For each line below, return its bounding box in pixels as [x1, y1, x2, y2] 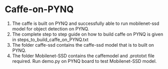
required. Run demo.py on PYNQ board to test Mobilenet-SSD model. [12, 58, 157, 64]
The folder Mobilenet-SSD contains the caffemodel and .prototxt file [12, 52, 155, 59]
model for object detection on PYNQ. [12, 25, 89, 31]
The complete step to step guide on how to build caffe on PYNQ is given [12, 31, 163, 37]
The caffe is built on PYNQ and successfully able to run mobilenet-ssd [12, 20, 159, 26]
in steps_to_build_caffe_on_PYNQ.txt [12, 37, 89, 43]
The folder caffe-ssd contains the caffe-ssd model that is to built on [12, 42, 154, 48]
